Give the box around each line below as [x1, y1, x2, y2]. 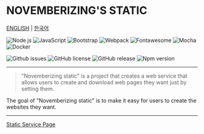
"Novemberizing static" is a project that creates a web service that [21, 72, 188, 79]
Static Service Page [6, 121, 56, 128]
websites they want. [6, 103, 56, 110]
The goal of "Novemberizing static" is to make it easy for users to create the [6, 96, 197, 104]
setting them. [21, 85, 55, 92]
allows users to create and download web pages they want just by [21, 78, 187, 85]
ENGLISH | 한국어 [6, 24, 49, 32]
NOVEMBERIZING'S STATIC [6, 4, 148, 18]
